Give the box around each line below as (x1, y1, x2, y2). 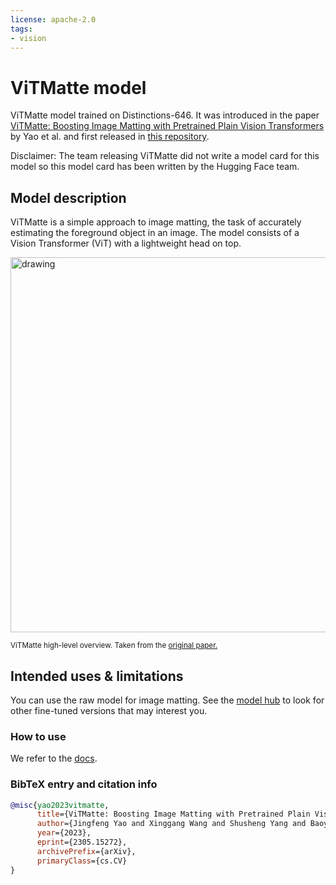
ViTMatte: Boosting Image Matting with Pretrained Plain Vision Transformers (10, 120, 325, 132)
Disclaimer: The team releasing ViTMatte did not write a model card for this (10, 150, 320, 162)
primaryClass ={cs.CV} (36, 856, 128, 866)
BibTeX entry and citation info (10, 777, 158, 791)
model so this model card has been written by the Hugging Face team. (10, 161, 300, 173)
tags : (10, 24, 33, 34)
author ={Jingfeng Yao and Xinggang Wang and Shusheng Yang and (36, 819, 307, 829)
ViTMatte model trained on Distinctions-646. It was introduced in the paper (10, 109, 320, 121)
